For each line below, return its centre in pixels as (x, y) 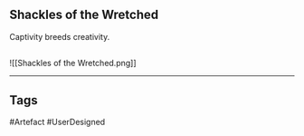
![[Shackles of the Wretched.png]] (73, 63)
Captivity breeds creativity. (60, 36)
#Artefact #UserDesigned (57, 122)
